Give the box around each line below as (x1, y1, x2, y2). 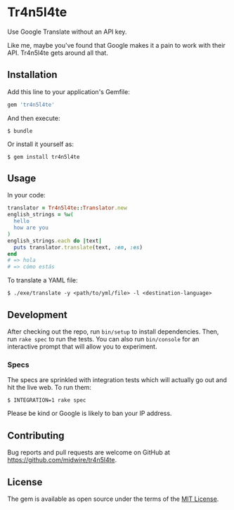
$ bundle (7, 127, 33, 134)
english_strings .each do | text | (7, 237, 102, 244)
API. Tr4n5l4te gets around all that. (7, 48, 109, 57)
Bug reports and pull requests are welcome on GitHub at (7, 448, 171, 457)
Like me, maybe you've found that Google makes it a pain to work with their (7, 41, 226, 49)
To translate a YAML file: (7, 276, 79, 285)
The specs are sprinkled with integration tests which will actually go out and (7, 376, 227, 384)
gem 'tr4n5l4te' (7, 101, 55, 108)
